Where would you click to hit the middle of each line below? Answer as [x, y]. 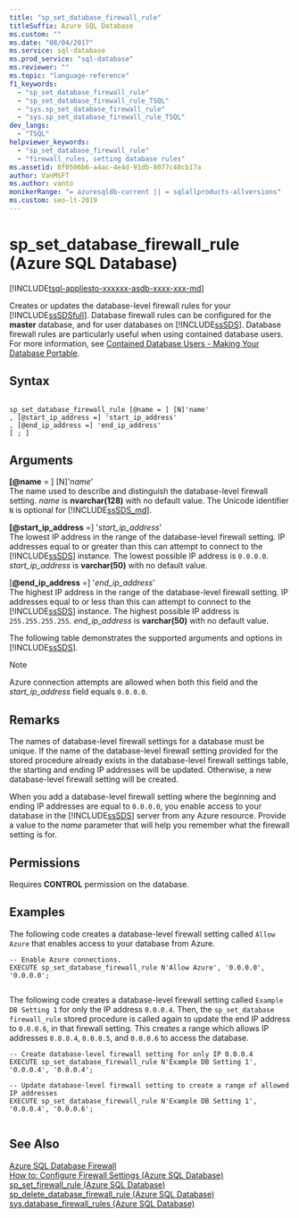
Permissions [45, 863]
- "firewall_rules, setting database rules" [101, 159]
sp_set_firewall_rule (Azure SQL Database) [87, 1184]
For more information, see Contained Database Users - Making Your [134, 343]
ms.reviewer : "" [39, 68]
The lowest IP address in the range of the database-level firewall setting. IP [147, 537]
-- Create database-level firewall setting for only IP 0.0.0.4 [131, 1054]
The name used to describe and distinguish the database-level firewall [139, 491]
